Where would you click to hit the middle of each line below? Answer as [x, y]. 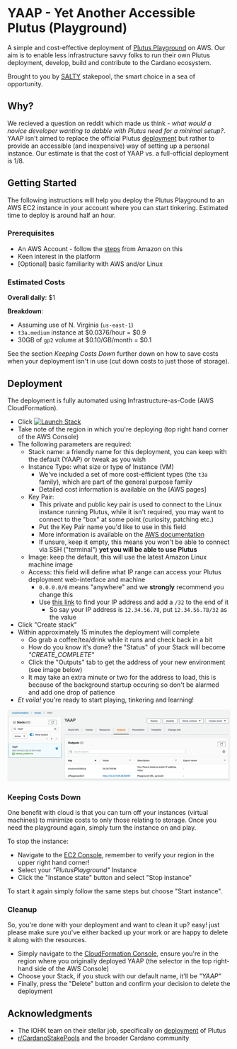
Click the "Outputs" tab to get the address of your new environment [127, 662]
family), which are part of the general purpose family [115, 482]
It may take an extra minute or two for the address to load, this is [122, 677]
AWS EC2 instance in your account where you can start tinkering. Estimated [118, 207]
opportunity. [25, 83]
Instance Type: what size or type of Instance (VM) [101, 466]
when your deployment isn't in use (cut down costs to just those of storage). [118, 361]
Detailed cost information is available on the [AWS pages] [122, 489]
